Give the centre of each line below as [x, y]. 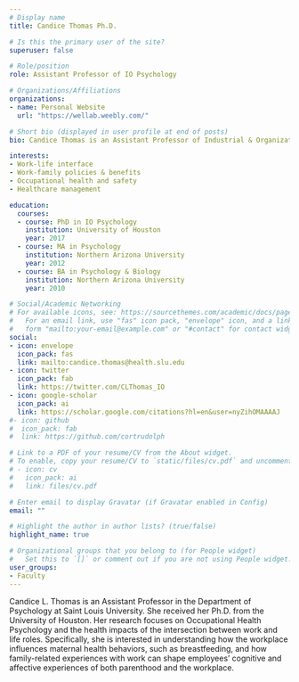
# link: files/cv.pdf [53, 486]
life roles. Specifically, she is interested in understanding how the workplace [149, 639]
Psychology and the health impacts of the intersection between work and [144, 629]
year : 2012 [45, 263]
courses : [33, 214]
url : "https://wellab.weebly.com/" [83, 115]
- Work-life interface [51, 164]
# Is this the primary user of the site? [87, 42]
